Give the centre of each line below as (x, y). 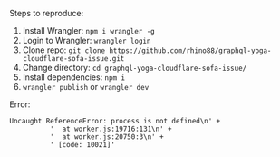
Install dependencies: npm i (73, 77)
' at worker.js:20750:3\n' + (107, 137)
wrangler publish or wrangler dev (86, 87)
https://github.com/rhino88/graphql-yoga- (190, 51)
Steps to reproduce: (47, 13)
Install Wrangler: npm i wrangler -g (89, 30)
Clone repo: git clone (64, 50)
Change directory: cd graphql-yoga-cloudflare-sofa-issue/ (135, 68)
